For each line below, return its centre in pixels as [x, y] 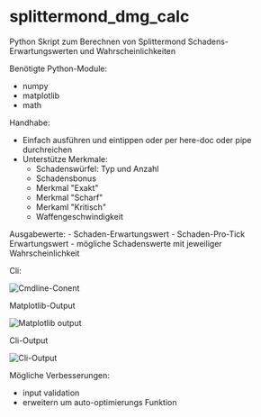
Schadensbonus [66, 178]
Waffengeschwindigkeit [79, 216]
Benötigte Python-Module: [58, 68]
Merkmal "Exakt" [67, 187]
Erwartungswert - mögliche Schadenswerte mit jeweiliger [116, 243]
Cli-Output [29, 340]
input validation [51, 393]
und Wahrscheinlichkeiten [128, 50]
